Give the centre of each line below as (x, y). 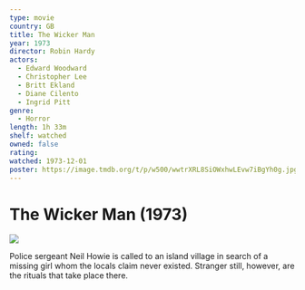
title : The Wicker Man (52, 34)
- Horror (34, 119)
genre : (22, 111)
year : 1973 (30, 43)
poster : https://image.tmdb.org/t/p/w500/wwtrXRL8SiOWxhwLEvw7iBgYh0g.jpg (154, 169)
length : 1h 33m (38, 128)
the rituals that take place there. (69, 275)
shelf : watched (38, 136)
